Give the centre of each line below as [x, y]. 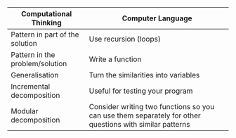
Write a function [115, 59]
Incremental [31, 86]
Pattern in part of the [45, 34]
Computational [46, 14]
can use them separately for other [145, 115]
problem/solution [39, 64]
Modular [25, 111]
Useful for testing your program [141, 91]
